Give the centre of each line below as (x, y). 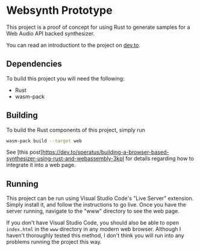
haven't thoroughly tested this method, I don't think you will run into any (95, 235)
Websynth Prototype (59, 11)
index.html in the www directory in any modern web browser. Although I (94, 229)
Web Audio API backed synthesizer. (51, 33)
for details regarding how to (160, 159)
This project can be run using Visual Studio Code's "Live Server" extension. (100, 198)
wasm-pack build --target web (44, 141)
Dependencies (34, 64)
